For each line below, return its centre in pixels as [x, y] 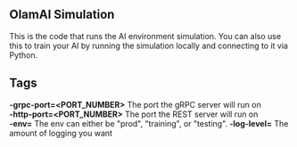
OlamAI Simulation [62, 15]
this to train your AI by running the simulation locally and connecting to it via [148, 45]
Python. [24, 55]
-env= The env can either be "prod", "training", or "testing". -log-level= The [149, 123]
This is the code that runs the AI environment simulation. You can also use [145, 36]
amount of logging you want [61, 133]
